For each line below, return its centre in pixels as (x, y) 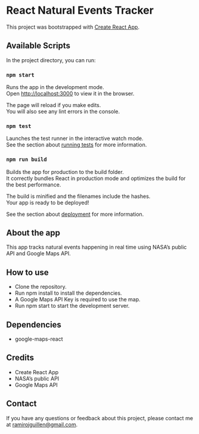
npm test (19, 126)
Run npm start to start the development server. (72, 306)
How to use (27, 272)
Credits (20, 358)
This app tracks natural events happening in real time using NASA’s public (97, 247)
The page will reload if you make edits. (54, 105)
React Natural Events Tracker (80, 10)
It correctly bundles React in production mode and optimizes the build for (96, 178)
